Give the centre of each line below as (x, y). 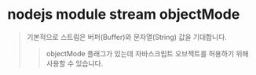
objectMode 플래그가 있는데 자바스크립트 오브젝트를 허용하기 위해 (147, 53)
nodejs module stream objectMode (124, 14)
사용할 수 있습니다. (75, 63)
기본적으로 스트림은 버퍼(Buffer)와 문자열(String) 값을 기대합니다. (126, 37)
